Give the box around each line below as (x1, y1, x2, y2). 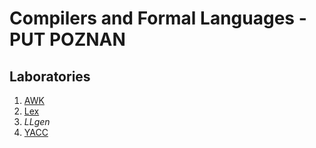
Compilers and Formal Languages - (9, 7, 307, 30)
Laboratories (9, 68, 91, 85)
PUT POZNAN (9, 28, 126, 51)
